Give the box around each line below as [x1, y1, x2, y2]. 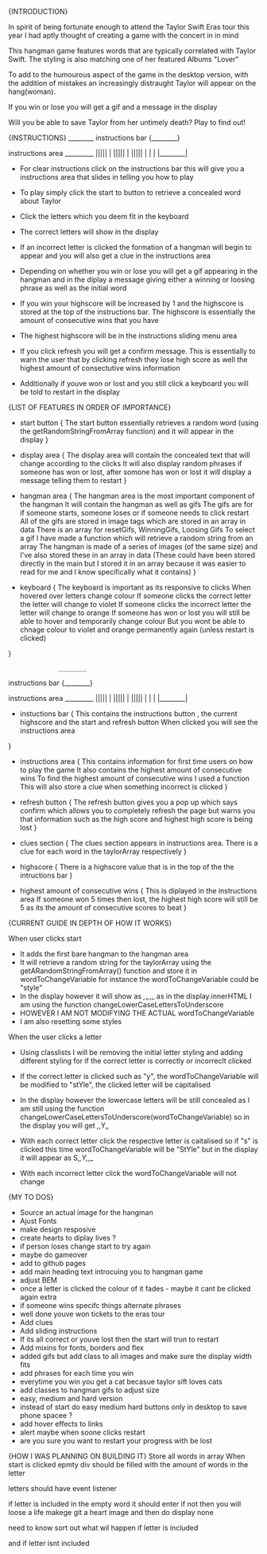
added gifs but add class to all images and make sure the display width [19, 1352, 253, 1361]
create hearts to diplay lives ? [19, 1233, 117, 1242]
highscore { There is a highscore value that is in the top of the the [19, 863, 234, 871]
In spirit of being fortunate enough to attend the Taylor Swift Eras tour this [8, 22, 250, 31]
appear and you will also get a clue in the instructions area [19, 251, 211, 260]
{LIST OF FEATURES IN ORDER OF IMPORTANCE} [8, 403, 172, 412]
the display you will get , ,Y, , [19, 1121, 110, 1130]
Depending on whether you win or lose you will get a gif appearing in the [19, 267, 258, 275]
